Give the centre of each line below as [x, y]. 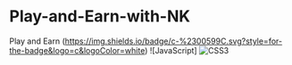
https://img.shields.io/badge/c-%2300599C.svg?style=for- [174, 41]
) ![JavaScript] [171, 50]
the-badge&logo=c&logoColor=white [77, 50]
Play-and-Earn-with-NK [100, 16]
